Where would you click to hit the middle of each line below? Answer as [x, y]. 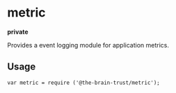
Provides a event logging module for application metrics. [88, 45]
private [18, 32]
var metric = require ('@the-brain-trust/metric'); [83, 83]
